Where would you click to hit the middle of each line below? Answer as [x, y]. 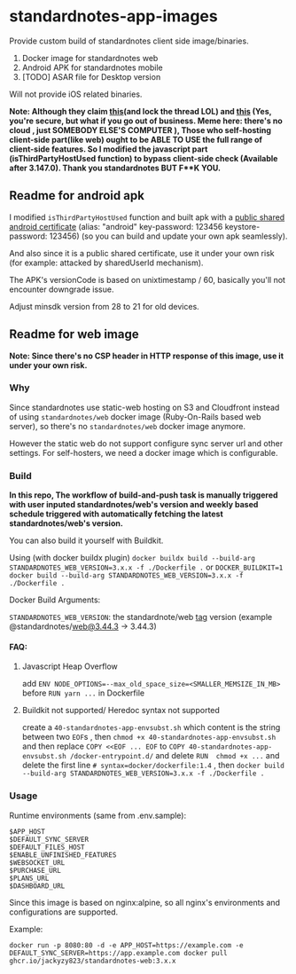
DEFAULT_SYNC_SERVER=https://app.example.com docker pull [118, 953]
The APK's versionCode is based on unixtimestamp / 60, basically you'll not [148, 279]
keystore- [242, 226]
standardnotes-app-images [114, 16]
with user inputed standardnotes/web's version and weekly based [134, 505]
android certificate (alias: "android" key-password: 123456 [116, 226]
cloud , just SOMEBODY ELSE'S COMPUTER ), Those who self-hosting [140, 130]
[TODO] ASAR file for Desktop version [91, 76]
